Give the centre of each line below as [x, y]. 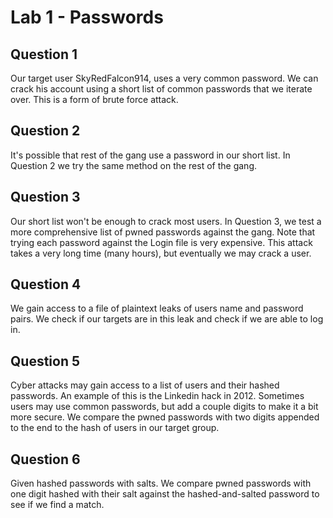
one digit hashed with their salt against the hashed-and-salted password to [165, 494]
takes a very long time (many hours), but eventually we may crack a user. [161, 253]
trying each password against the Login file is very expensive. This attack [161, 242]
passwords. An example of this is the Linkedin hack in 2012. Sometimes [157, 396]
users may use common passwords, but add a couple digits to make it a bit [164, 407]
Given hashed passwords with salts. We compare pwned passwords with [161, 483]
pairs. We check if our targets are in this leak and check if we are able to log [167, 319]
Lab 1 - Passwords [87, 17]
